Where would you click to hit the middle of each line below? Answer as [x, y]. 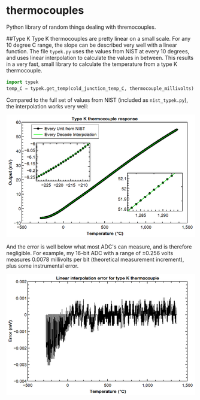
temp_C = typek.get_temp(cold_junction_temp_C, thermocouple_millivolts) [100, 88]
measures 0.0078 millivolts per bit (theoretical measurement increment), [95, 259]
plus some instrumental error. [43, 266]
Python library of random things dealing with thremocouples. [81, 27]
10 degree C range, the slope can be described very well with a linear [92, 45]
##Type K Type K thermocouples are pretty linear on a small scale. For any [99, 38]
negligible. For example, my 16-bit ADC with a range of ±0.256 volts [90, 253]
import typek [22, 82]
